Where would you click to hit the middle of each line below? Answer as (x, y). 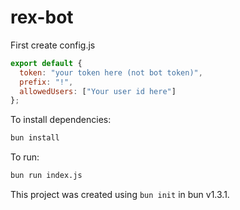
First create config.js (53, 45)
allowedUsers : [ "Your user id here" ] (98, 91)
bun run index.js (46, 176)
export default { (46, 63)
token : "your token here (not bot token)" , (111, 72)
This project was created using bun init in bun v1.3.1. (120, 195)
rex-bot (42, 17)
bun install (35, 138)
